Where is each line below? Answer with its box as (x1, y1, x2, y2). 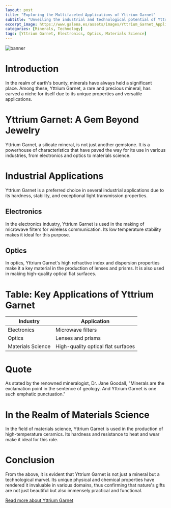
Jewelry (5, 125, 41, 137)
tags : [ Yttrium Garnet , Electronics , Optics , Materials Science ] (5, 31, 147, 36)
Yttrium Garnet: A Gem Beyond (5, 114, 139, 125)
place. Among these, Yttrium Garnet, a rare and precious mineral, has (5, 85, 151, 91)
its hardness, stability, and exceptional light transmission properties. (5, 192, 148, 199)
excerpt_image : (5, 21, 38, 27)
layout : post (5, 7, 33, 13)
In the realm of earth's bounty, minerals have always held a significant (5, 79, 152, 86)
